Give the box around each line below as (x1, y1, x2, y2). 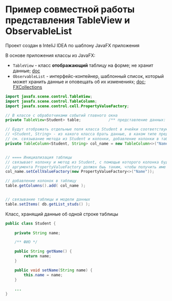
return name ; (24, 254, 52, 259)
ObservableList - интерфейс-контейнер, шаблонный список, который (12, 73, 164, 79)
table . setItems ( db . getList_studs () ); (5, 202, 91, 207)
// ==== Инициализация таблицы (5, 155, 72, 160)
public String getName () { (14, 249, 72, 254)
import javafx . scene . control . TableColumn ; (5, 98, 97, 104)
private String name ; (14, 230, 60, 235)
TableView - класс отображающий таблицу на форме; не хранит (12, 62, 154, 68)
